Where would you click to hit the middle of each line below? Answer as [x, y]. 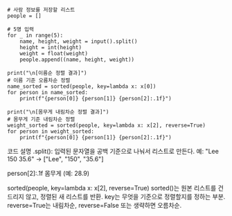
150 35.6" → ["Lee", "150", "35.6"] [55, 159]
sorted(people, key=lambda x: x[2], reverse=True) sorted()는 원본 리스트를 [112, 188]
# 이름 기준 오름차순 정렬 [39, 80]
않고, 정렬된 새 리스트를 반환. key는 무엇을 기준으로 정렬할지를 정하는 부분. [125, 197]
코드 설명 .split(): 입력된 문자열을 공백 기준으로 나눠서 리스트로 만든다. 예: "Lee [113, 151]
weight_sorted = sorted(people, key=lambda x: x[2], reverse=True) [107, 125]
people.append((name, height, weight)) [77, 60]
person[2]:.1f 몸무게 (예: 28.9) [48, 173]
